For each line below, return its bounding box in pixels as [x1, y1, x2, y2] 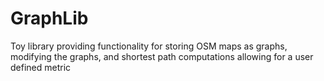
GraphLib [10, 7, 89, 30]
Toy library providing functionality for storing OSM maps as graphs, [10, 40, 288, 52]
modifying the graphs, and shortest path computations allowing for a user [10, 50, 314, 62]
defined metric [10, 61, 72, 73]
